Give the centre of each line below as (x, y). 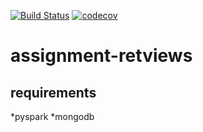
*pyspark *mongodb (52, 116)
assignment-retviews (101, 56)
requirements (53, 92)
